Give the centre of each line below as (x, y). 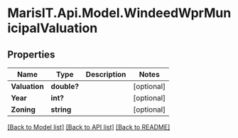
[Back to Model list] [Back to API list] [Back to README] (89, 127)
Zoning (23, 110)
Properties (31, 54)
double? (65, 86)
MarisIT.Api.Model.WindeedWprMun (119, 13)
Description (106, 74)
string (61, 110)
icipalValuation (53, 28)
